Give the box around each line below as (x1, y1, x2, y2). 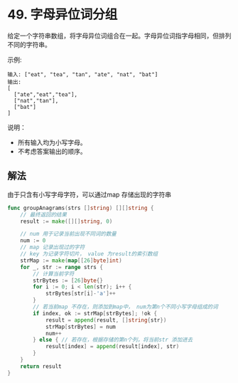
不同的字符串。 (7, 40, 51, 48)
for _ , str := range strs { (20, 263, 103, 271)
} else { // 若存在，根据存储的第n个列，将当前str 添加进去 (33, 336, 193, 344)
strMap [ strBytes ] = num (45, 323, 116, 330)
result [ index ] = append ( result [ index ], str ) (45, 343, 180, 350)
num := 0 (20, 237, 46, 244)
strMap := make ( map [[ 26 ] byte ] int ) (20, 257, 122, 264)
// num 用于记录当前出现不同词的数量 (20, 231, 117, 238)
